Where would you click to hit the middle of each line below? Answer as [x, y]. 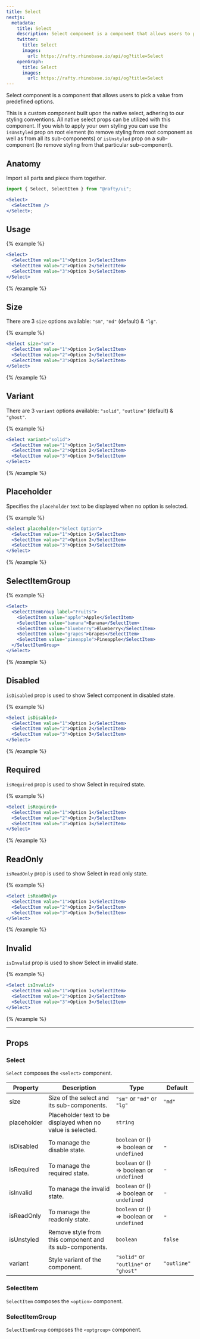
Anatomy [24, 164]
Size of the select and [79, 1098]
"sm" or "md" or [136, 1099]
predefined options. [30, 101]
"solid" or [130, 1257]
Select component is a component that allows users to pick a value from [95, 95]
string [125, 1123]
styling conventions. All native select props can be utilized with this [88, 119]
